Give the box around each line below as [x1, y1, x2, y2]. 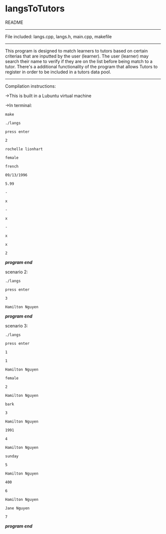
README [5, 19, 24, 25]
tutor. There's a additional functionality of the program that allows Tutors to [5, 63, 158, 69]
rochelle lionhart [5, 147, 43, 152]
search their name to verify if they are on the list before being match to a [5, 58, 153, 64]
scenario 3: [5, 322, 28, 328]
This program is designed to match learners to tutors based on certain [5, 48, 148, 53]
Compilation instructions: [5, 83, 56, 89]
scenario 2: [5, 268, 28, 275]
